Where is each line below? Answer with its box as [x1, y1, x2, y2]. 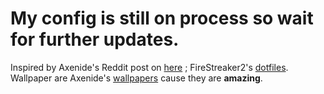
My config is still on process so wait [10, 7, 314, 30]
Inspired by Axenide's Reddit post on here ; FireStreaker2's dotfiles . [10, 61, 289, 73]
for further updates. [10, 28, 180, 51]
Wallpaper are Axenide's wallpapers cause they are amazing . [10, 72, 263, 84]
